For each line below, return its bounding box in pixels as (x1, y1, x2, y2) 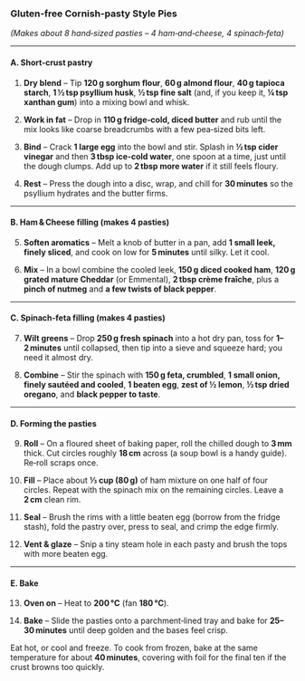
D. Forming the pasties (10, 417, 98, 428)
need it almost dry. (23, 351, 93, 362)
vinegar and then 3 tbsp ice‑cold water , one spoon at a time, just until (23, 150, 286, 161)
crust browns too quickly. (10, 662, 105, 673)
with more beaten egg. (23, 549, 109, 560)
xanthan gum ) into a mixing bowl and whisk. (23, 96, 190, 107)
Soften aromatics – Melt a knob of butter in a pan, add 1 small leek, (23, 236, 276, 247)
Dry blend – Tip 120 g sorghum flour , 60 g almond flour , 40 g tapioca (23, 77, 285, 88)
